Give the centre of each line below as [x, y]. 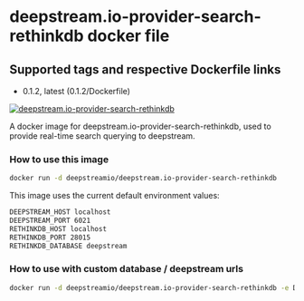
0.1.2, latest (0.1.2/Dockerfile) [76, 91]
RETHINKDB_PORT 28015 [50, 238]
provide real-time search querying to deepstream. [103, 136]
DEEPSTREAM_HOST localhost [60, 212]
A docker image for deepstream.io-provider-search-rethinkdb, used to [140, 126]
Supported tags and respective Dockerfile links [145, 69]
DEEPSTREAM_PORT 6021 [50, 221]
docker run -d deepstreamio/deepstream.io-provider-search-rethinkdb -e [149, 287]
